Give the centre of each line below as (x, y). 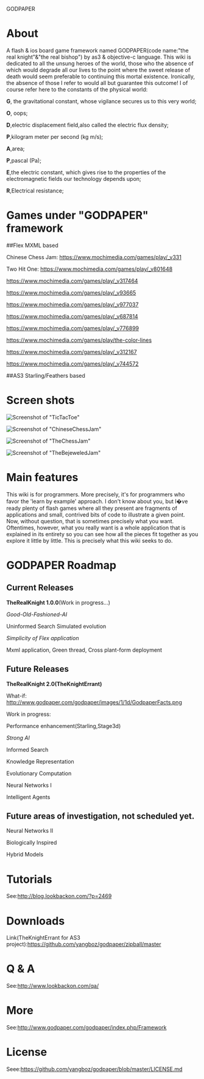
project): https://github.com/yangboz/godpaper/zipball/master (84, 945)
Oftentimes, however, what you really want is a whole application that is (96, 528)
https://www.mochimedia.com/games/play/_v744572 (72, 364)
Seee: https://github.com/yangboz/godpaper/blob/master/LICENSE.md (94, 1069)
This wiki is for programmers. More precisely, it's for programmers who (96, 494)
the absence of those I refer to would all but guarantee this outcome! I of (97, 83)
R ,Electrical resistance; (35, 190)
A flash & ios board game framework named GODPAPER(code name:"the (97, 50)
